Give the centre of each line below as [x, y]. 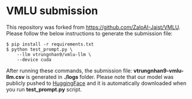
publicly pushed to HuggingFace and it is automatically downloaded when [96, 83]
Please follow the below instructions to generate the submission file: [89, 33]
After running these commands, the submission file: [69, 70]
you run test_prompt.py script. [44, 89]
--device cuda [34, 60]
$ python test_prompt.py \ [39, 49]
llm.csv [15, 77]
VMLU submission [52, 11]
